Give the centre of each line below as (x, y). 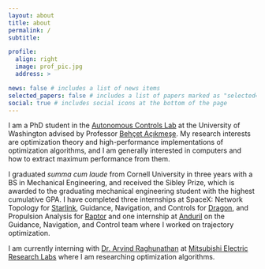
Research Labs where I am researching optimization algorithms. (112, 257)
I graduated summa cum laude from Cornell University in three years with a (131, 174)
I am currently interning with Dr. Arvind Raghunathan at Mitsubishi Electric (128, 248)
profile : (22, 52)
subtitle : (24, 38)
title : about (30, 23)
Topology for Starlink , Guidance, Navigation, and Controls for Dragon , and (128, 208)
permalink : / (30, 30)
